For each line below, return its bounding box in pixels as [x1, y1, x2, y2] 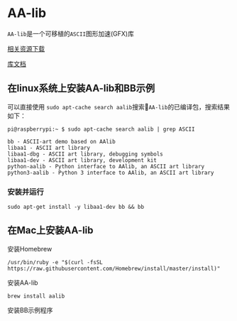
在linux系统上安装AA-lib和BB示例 [7, 82, 155, 94]
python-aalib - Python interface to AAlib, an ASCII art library [7, 163, 204, 170]
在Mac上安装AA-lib [7, 224, 94, 236]
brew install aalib [7, 293, 65, 300]
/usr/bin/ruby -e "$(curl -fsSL [7, 259, 103, 266]
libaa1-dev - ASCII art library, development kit [7, 156, 158, 164]
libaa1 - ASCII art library [7, 144, 91, 151]
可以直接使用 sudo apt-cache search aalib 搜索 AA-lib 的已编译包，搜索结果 [7, 102, 231, 111]
